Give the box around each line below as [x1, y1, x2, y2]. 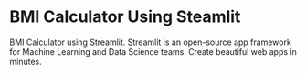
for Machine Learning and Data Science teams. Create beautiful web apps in [9, 46, 297, 57]
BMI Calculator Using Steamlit [9, 6, 241, 27]
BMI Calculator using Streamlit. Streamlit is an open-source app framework [9, 37, 292, 48]
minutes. [9, 56, 43, 67]
